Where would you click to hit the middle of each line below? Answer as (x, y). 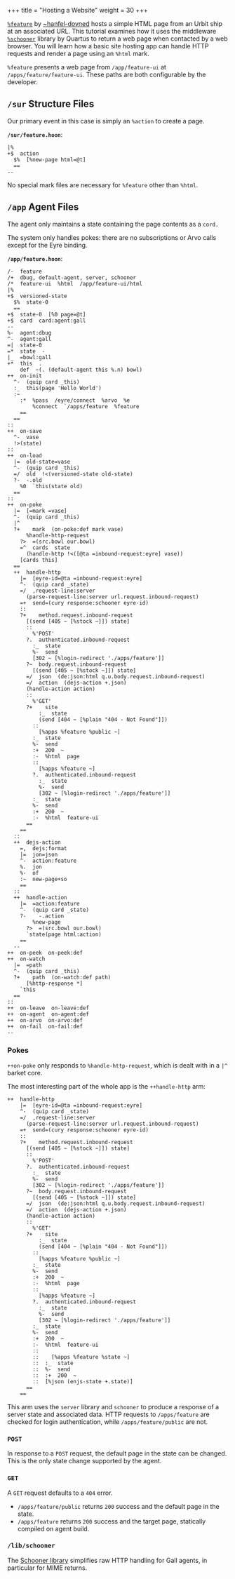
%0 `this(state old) (51, 486)
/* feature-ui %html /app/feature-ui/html (75, 283)
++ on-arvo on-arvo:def (45, 1020)
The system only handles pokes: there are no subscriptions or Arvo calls (112, 237)
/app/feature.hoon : (35, 258)
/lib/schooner (31, 1546)
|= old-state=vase (42, 462)
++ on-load (25, 455)
